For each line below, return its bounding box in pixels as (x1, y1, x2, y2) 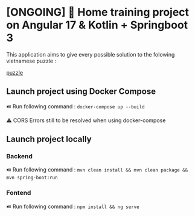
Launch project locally (6, 134, 92, 144)
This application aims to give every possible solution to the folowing (6, 51, 175, 58)
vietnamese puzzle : (6, 57, 56, 64)
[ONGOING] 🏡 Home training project (6, 5, 189, 19)
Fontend (6, 189, 31, 197)
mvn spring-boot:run (6, 174, 59, 181)
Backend (6, 152, 33, 161)
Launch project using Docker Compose (6, 87, 156, 97)
